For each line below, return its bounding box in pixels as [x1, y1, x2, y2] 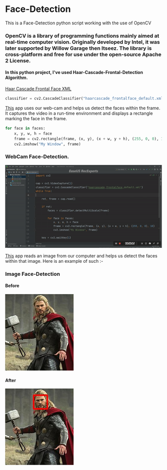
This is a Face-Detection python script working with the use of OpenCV [5, 20, 152, 26]
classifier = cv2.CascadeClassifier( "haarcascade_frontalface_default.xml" [5, 96, 166, 101]
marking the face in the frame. [5, 115, 67, 121]
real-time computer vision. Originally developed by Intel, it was [5, 38, 160, 45]
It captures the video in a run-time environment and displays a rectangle [5, 110, 153, 116]
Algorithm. [5, 75, 28, 80]
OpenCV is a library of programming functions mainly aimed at [5, 32, 160, 39]
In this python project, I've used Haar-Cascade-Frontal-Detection [5, 70, 143, 76]
